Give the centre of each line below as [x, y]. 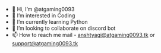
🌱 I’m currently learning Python [50, 22]
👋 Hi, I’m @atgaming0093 [43, 9]
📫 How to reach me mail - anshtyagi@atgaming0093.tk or [83, 35]
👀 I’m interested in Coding [43, 15]
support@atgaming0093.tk [45, 43]
